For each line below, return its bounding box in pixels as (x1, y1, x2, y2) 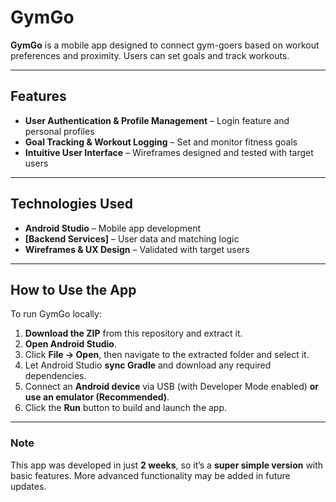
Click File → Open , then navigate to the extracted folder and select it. (24, 349, 310, 361)
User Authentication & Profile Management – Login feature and (24, 114, 290, 126)
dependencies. (24, 370, 87, 382)
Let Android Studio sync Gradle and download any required (24, 359, 272, 371)
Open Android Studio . (24, 338, 117, 350)
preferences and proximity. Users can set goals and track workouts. (10, 49, 290, 61)
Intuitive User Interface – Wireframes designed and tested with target (24, 146, 314, 158)
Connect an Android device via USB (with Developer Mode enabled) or (24, 381, 320, 393)
